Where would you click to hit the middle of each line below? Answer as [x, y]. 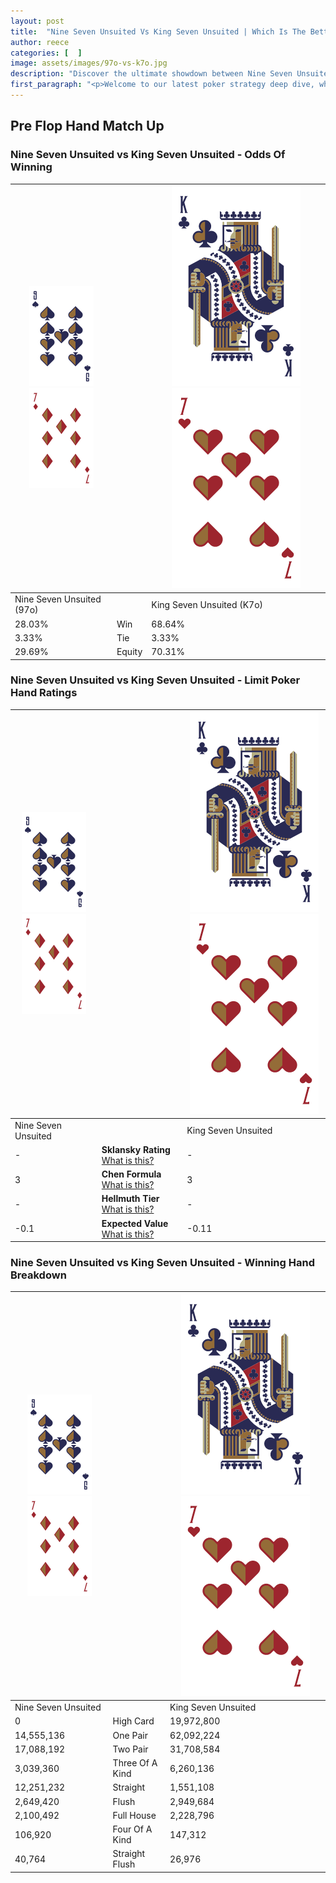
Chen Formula [131, 1174]
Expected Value [135, 1223]
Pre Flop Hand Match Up [87, 126]
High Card [133, 1721]
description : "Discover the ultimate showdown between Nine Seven [151, 74]
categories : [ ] [46, 53]
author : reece [40, 42]
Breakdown [38, 1275]
